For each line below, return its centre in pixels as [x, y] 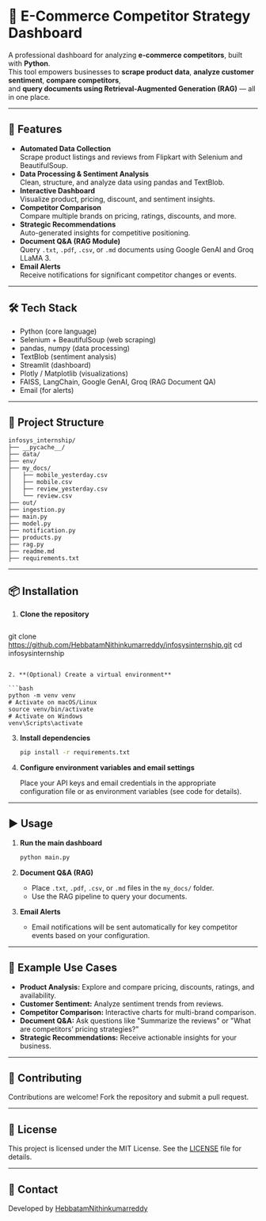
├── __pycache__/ [37, 448]
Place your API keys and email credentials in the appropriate [118, 783]
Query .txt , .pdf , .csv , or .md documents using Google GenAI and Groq [137, 250]
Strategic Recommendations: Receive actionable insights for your [128, 1037]
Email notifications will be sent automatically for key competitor [135, 927]
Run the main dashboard [61, 842]
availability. [38, 995]
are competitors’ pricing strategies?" [79, 1028]
